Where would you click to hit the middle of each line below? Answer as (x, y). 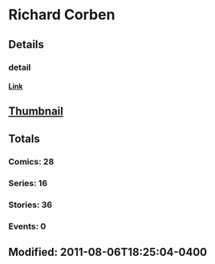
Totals (24, 138)
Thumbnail (36, 111)
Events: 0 (27, 226)
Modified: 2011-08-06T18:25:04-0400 (108, 252)
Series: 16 (28, 183)
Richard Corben (62, 15)
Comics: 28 (31, 161)
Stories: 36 (30, 205)
